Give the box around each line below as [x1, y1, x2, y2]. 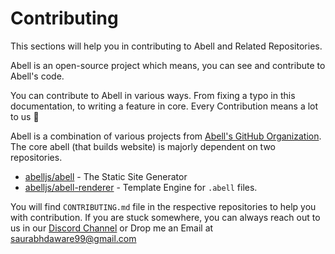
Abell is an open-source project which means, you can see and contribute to [10, 59, 326, 71]
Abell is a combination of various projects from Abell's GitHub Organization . [10, 130, 322, 142]
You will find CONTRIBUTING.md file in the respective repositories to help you [10, 200, 317, 212]
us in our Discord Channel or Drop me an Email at [10, 222, 214, 234]
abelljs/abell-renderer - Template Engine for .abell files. [24, 181, 258, 193]
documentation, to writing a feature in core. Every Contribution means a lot [10, 100, 319, 112]
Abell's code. [10, 70, 65, 82]
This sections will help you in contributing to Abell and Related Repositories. [10, 40, 323, 52]
